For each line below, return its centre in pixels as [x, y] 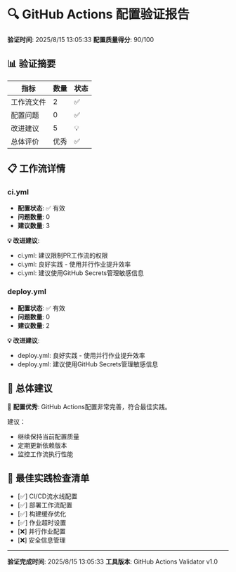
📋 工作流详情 [37, 169]
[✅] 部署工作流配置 [45, 505]
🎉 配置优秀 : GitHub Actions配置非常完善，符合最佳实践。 [89, 406]
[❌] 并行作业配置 [41, 531]
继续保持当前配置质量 [48, 437]
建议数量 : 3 [34, 226]
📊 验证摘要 [32, 64]
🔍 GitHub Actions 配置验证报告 [98, 14]
